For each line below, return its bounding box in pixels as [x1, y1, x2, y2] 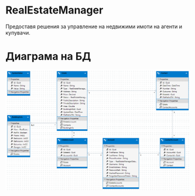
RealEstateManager [5, 4, 104, 17]
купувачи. [5, 29, 30, 36]
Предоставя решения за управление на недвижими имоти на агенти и [5, 23, 183, 30]
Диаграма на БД [5, 50, 91, 63]
